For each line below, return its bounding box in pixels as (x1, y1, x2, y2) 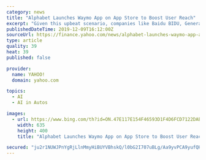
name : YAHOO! (12, 71, 45, 77)
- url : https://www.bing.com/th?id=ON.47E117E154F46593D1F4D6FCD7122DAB (12, 116, 202, 123)
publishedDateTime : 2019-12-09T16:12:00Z (6, 26, 114, 32)
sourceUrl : (6, 32, 34, 38)
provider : (6, 66, 32, 72)
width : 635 (17, 122, 45, 128)
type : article (6, 37, 43, 44)
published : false (6, 55, 51, 61)
